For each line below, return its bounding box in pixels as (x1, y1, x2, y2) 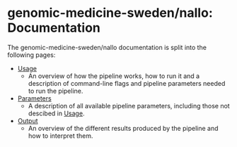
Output (17, 116, 38, 124)
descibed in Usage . (28, 109, 85, 117)
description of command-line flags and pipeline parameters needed (28, 79, 226, 87)
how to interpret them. (28, 132, 93, 140)
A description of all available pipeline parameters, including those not (28, 101, 230, 110)
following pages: (7, 51, 56, 59)
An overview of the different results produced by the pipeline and (28, 124, 219, 132)
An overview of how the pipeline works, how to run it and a (28, 72, 200, 80)
